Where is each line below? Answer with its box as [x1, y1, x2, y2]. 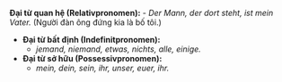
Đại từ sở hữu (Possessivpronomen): [22, 53, 163, 63]
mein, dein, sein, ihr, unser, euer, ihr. [35, 62, 170, 73]
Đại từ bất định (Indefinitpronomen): [22, 35, 161, 45]
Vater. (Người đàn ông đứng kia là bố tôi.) [9, 17, 162, 28]
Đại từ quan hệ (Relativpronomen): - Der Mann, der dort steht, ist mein [9, 8, 274, 18]
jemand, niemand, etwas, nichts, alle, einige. [35, 44, 202, 54]
